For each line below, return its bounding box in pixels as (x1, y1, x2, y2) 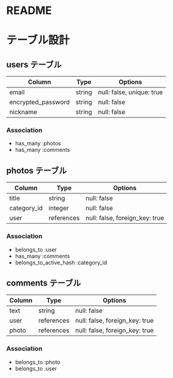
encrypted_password (9, 98, 70, 106)
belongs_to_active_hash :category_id (15, 259, 107, 266)
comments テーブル (6, 278, 81, 288)
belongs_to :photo (15, 358, 61, 365)
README (6, 4, 52, 18)
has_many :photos (15, 140, 61, 147)
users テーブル (6, 59, 62, 70)
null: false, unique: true (98, 88, 163, 97)
